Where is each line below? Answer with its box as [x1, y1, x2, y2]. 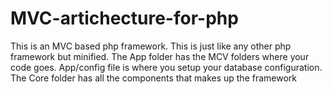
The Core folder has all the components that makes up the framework [10, 72, 298, 84]
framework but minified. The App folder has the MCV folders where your [10, 50, 310, 62]
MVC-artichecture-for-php [10, 7, 239, 30]
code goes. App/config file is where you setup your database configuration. [10, 61, 323, 73]
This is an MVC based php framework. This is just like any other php [10, 40, 292, 52]
